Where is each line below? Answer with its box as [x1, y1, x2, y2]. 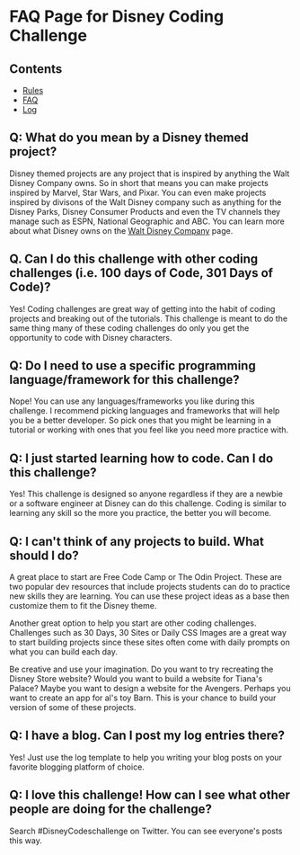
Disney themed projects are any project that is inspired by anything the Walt [9, 168, 290, 179]
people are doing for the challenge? [9, 802, 213, 817]
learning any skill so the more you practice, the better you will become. [9, 508, 272, 519]
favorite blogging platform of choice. [9, 761, 146, 772]
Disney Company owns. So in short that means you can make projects [9, 177, 269, 188]
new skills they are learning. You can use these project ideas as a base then [9, 591, 290, 601]
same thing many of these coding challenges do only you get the [9, 322, 250, 334]
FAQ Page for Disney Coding [9, 6, 225, 27]
